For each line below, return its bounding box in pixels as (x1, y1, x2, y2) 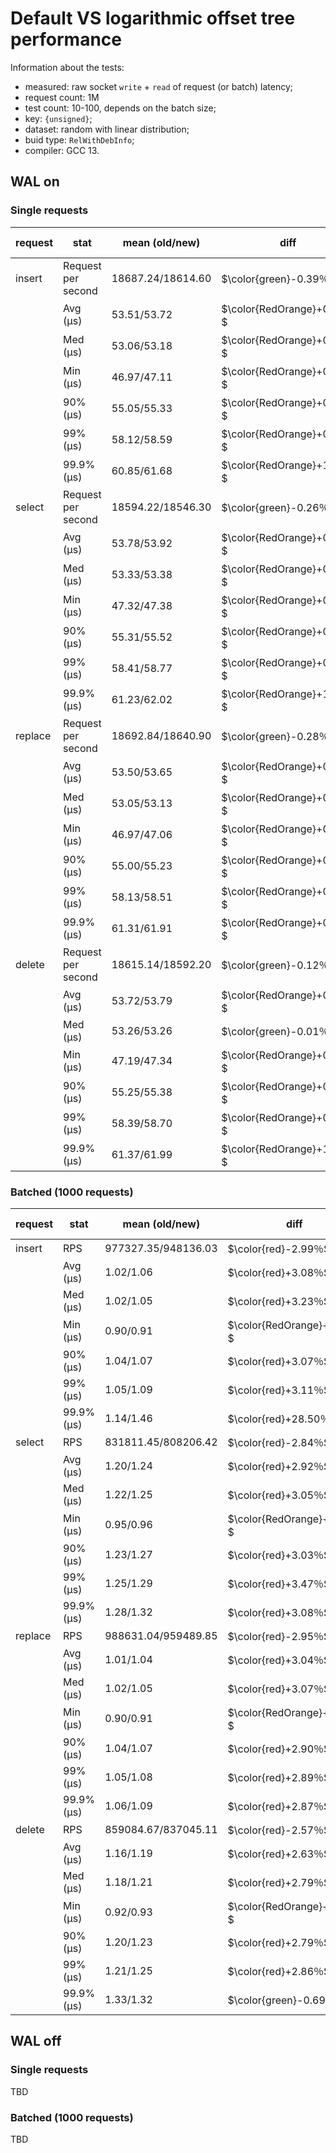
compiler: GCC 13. (24, 144, 100, 156)
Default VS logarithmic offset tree (10, 7, 296, 30)
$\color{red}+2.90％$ (227, 1742, 331, 1756)
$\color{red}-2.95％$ (227, 1629, 331, 1643)
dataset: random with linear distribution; (24, 123, 190, 135)
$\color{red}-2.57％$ (227, 1823, 331, 1837)
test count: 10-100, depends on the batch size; (24, 102, 217, 114)
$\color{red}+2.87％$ (227, 1799, 331, 1813)
